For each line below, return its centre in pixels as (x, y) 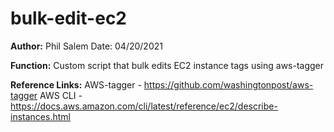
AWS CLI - (61, 95)
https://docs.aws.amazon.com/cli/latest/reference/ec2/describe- (144, 106)
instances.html (40, 116)
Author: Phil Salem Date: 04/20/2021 (86, 46)
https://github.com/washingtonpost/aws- (228, 84)
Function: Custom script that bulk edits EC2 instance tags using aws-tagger (167, 65)
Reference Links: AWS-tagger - (76, 84)
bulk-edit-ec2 (68, 18)
